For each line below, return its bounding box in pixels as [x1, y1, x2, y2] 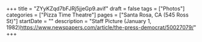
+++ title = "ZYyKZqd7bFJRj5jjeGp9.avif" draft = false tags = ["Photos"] [6, 5, 185, 12]
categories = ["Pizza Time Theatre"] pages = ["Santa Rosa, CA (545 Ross [6, 11, 189, 18]
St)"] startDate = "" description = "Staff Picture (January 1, [6, 18, 152, 24]
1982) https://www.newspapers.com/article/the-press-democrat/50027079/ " [6, 24, 197, 31]
